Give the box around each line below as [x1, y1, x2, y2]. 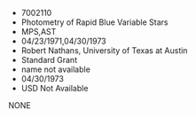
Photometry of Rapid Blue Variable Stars [20, 17, 169, 28]
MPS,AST [20, 27, 57, 36]
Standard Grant [20, 55, 77, 65]
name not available [20, 64, 90, 75]
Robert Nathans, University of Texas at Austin [20, 45, 188, 56]
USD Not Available [20, 83, 89, 93]
